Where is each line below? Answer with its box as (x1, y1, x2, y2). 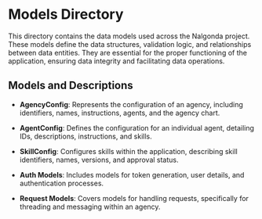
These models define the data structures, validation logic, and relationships (8, 39, 252, 48)
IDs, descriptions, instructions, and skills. (19, 131, 152, 141)
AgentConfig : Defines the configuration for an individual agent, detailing (19, 123, 255, 132)
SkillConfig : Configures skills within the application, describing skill (19, 146, 238, 156)
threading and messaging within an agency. (19, 202, 161, 211)
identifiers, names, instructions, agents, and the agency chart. (19, 108, 220, 117)
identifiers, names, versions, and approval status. (19, 155, 179, 164)
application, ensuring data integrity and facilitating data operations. (8, 56, 225, 66)
